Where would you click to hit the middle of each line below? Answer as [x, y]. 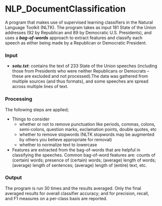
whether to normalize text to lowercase [58, 145]
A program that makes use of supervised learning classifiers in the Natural [79, 22]
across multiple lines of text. [40, 87]
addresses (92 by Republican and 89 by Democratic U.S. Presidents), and [78, 32]
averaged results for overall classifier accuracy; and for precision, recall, [77, 193]
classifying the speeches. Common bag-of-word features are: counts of [84, 155]
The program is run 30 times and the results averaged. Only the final [73, 188]
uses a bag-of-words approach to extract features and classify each [74, 38]
